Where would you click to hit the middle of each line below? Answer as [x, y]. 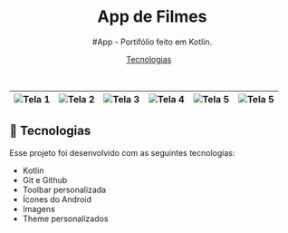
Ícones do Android [57, 199]
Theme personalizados [65, 218]
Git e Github [45, 180]
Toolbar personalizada [64, 189]
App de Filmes [152, 17]
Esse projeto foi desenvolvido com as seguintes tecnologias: [122, 152]
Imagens [39, 209]
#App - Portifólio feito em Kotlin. [152, 42]
